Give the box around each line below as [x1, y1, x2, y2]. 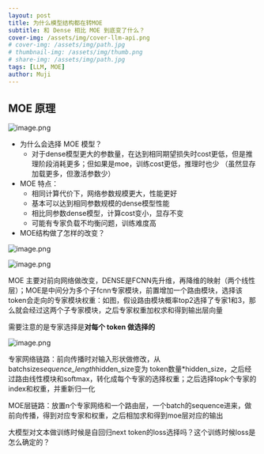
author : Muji [8, 70, 51, 78]
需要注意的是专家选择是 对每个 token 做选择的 [8, 322, 156, 332]
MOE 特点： [19, 179, 59, 188]
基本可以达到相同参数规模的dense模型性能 [31, 199, 170, 208]
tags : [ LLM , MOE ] [8, 63, 66, 71]
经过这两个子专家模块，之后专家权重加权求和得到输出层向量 [28, 305, 223, 315]
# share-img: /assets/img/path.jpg [8, 56, 126, 64]
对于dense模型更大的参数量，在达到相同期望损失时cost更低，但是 [31, 149, 247, 159]
